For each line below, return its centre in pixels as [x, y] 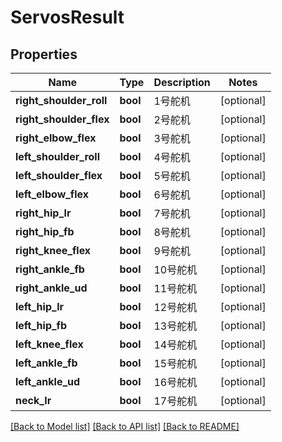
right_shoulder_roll [61, 100]
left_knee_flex [49, 344]
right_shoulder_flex [62, 119]
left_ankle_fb [46, 363]
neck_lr [33, 400]
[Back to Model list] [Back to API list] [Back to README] [125, 426]
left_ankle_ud [48, 381]
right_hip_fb [45, 231]
